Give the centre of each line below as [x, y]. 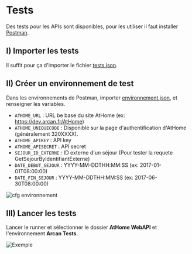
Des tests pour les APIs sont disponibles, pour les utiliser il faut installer [92, 26]
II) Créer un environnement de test [70, 83]
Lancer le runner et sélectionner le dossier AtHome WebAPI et [81, 227]
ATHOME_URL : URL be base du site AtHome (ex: [70, 115]
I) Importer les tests [42, 51]
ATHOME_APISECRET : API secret [50, 146]
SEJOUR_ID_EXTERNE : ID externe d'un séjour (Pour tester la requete [94, 152]
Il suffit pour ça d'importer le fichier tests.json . [62, 65]
